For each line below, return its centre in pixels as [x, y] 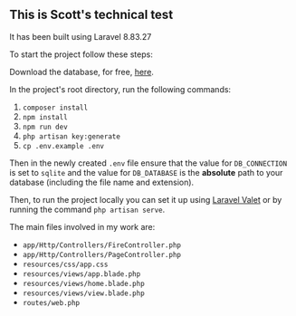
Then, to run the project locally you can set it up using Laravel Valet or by [146, 199]
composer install [55, 108]
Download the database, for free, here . [81, 72]
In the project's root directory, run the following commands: [120, 89]
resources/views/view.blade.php [83, 293]
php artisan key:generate [71, 136]
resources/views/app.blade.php [81, 274]
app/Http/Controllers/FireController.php [101, 245]
